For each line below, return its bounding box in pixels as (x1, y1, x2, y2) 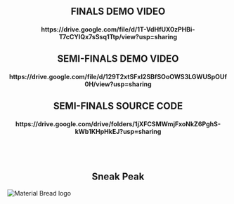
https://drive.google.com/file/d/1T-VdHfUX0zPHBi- (41, 25, 195, 34)
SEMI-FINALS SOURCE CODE (53, 100, 183, 112)
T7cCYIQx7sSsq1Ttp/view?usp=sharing (58, 32, 178, 41)
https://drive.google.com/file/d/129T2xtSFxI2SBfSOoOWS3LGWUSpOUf (9, 72, 227, 81)
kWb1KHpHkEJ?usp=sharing (74, 127, 162, 135)
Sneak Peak (91, 170, 145, 182)
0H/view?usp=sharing (84, 80, 152, 88)
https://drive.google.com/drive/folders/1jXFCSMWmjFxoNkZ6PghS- (15, 119, 221, 128)
